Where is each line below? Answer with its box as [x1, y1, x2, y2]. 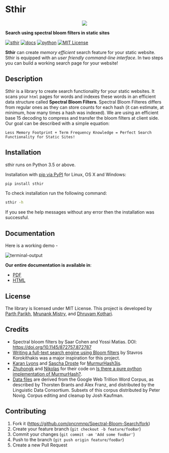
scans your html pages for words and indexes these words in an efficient [5, 93, 156, 99]
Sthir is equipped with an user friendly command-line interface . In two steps [5, 55, 163, 61]
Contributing [5, 407, 46, 416]
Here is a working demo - [5, 242, 58, 248]
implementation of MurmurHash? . [12, 371, 82, 377]
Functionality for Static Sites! [5, 134, 75, 139]
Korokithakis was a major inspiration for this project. [12, 355, 121, 361]
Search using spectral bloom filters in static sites [5, 29, 110, 36]
